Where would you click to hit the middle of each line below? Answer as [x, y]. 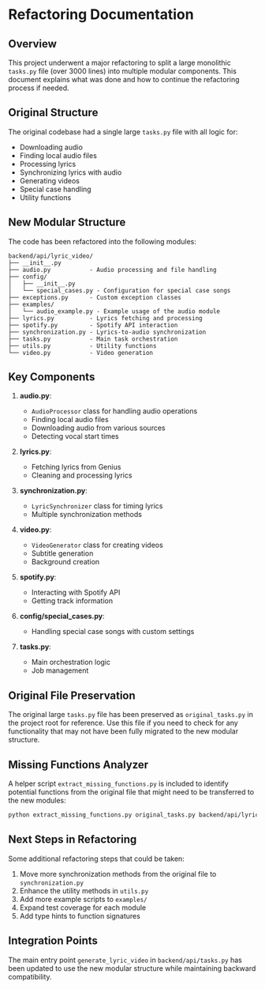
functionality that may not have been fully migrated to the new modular [123, 731]
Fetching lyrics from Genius [76, 467]
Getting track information [72, 601]
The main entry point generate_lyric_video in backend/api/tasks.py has [125, 960]
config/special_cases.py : [62, 616]
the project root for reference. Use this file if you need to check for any [123, 723]
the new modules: [37, 801]
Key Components [52, 377]
